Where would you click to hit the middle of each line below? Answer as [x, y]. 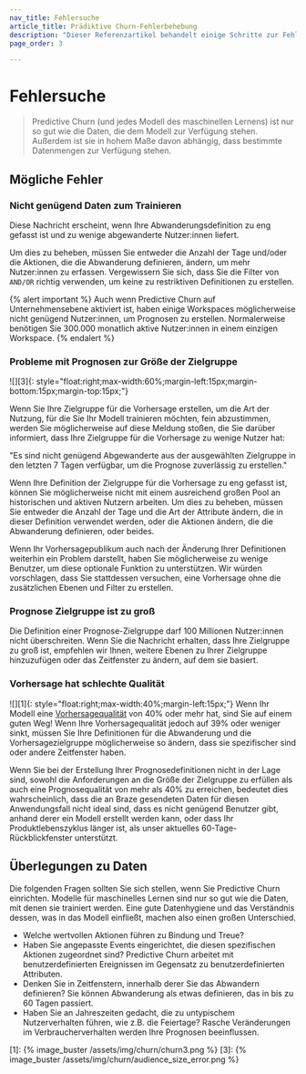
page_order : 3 [36, 43]
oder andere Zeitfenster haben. [68, 752]
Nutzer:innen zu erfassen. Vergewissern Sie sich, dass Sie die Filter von [144, 272]
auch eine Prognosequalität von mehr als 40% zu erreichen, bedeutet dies [149, 789]
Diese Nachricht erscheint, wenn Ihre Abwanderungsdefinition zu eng [140, 225]
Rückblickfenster [41, 837]
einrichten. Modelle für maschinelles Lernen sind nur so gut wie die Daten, [149, 898]
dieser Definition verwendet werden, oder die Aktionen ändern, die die [141, 522]
